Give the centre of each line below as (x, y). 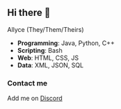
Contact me (27, 83)
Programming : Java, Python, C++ (66, 43)
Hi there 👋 (29, 13)
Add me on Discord (35, 99)
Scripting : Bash (40, 50)
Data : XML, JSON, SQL (50, 65)
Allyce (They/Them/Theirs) (46, 29)
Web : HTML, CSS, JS (48, 58)
